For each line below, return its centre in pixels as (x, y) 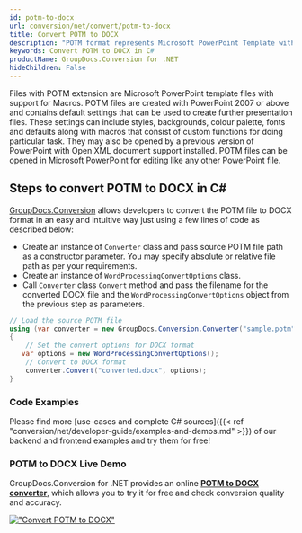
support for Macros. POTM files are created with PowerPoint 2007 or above (149, 102)
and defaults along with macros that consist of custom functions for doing (146, 131)
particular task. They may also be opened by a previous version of (132, 141)
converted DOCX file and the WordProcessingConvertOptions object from (155, 294)
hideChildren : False (48, 68)
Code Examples (44, 402)
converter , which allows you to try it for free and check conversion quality (147, 493)
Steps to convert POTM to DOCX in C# (118, 188)
